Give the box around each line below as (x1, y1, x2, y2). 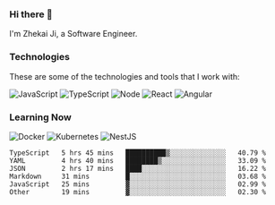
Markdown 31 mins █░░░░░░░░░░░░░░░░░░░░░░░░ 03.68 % (9, 172, 267, 181)
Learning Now (9, 111, 72, 124)
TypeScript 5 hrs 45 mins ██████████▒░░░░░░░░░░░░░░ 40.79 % (9, 148, 267, 158)
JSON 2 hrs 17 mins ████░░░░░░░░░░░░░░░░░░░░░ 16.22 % (9, 164, 267, 173)
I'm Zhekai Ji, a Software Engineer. (9, 29, 138, 39)
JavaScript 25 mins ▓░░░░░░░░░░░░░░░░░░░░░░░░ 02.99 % (9, 179, 267, 189)
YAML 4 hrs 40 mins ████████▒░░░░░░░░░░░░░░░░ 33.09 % (9, 156, 267, 165)
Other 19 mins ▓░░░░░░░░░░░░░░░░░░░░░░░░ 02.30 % (9, 187, 267, 196)
